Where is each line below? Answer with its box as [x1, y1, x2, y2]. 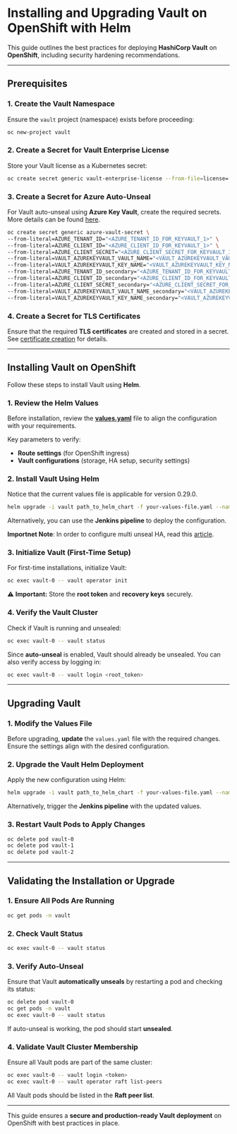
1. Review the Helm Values [7, 398, 99, 408]
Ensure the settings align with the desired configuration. [7, 742, 170, 750]
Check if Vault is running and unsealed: [7, 623, 121, 632]
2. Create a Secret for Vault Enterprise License [7, 145, 169, 155]
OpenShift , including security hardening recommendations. [7, 51, 181, 59]
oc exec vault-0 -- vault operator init [7, 577, 128, 585]
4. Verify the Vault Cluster [7, 608, 99, 618]
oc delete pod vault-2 [7, 848, 74, 856]
